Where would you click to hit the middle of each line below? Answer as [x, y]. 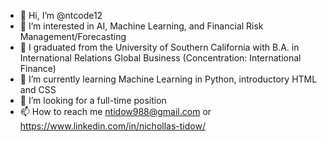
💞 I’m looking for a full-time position [93, 100]
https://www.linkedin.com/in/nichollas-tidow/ [112, 126]
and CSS [38, 89]
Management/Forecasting [73, 36]
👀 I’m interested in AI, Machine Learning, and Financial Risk [141, 26]
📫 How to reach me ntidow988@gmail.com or [115, 111]
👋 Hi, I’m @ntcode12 [61, 15]
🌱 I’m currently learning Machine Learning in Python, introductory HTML [168, 79]
